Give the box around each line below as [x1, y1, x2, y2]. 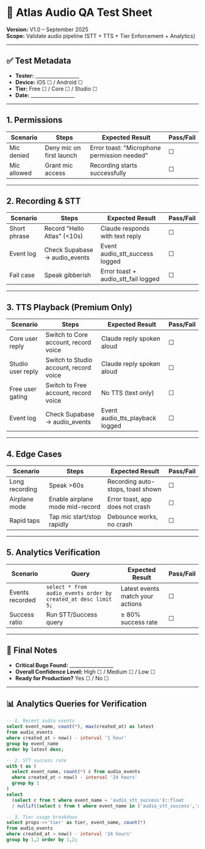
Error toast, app [107, 495, 153, 503]
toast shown [126, 485, 162, 493]
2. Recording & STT [6, 196, 81, 206]
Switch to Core [45, 330, 88, 339]
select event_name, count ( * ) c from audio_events [12, 769, 140, 775]
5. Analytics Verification [6, 547, 101, 558]
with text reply [100, 232, 142, 240]
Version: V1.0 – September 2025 [6, 26, 88, 33]
